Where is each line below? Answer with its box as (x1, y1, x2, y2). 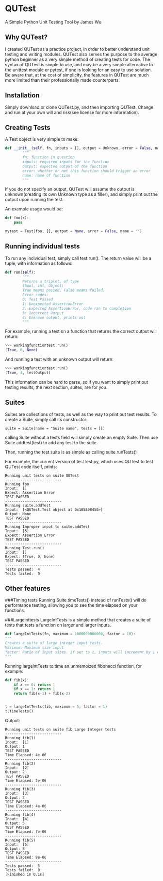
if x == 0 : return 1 (14, 682, 55, 687)
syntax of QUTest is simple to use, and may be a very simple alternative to (5, 61, 153, 67)
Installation (5, 91, 40, 100)
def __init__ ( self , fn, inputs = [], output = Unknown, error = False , (5, 146, 153, 151)
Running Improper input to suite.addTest (5, 524, 90, 529)
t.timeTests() (5, 709, 34, 714)
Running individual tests (5, 242, 80, 251)
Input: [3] (5, 791, 29, 796)
